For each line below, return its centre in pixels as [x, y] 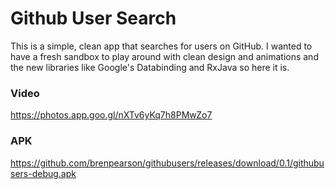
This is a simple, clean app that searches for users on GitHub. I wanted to [161, 46]
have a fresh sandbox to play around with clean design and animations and [164, 56]
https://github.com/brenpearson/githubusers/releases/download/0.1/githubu [167, 163]
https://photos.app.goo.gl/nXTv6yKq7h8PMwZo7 [111, 115]
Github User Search [93, 18]
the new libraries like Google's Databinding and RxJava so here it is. [150, 67]
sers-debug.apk [43, 173]
